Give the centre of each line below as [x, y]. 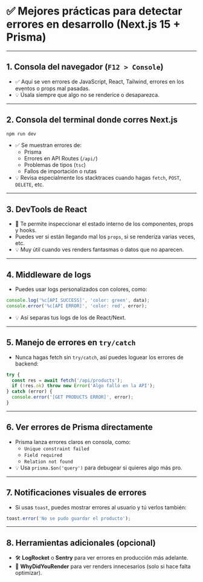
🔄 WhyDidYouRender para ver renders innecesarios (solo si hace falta [103, 566]
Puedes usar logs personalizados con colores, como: [81, 289]
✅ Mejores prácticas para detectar [94, 11]
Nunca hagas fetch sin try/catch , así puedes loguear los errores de [99, 357]
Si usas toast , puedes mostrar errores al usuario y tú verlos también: [101, 507]
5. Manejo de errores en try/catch [71, 343]
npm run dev [21, 134]
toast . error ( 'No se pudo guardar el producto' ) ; [69, 518]
